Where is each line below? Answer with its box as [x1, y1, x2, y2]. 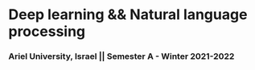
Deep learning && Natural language [8, 6, 248, 24]
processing [8, 22, 86, 41]
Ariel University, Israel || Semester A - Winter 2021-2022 [8, 51, 235, 62]
